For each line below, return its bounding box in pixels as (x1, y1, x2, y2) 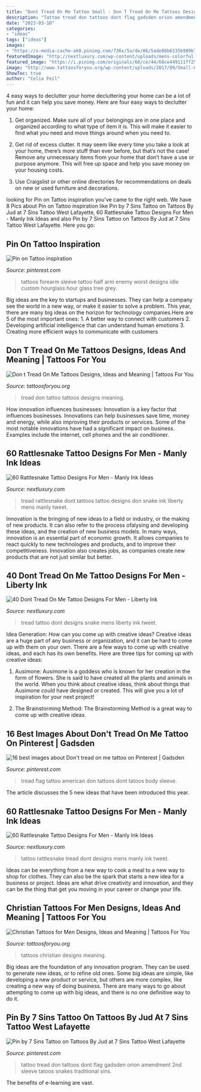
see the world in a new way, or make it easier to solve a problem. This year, (6, 302, 191, 310)
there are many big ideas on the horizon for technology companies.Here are (6, 308, 193, 316)
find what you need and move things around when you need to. (14, 130, 172, 137)
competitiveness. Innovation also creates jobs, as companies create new (6, 547, 185, 554)
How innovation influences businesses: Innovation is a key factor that (6, 406, 177, 413)
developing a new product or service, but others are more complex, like (6, 976, 182, 983)
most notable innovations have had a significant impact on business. (6, 424, 175, 432)
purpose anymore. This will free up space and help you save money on (14, 160, 190, 167)
